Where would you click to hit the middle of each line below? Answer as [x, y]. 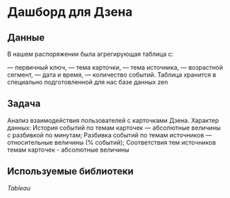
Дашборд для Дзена [70, 12]
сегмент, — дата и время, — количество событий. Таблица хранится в [112, 75]
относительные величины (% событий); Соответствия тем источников [112, 142]
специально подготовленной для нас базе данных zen [88, 82]
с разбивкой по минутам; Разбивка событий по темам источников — [110, 135]
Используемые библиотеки [70, 171]
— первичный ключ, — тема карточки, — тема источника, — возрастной [115, 67]
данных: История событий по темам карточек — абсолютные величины [114, 128]
